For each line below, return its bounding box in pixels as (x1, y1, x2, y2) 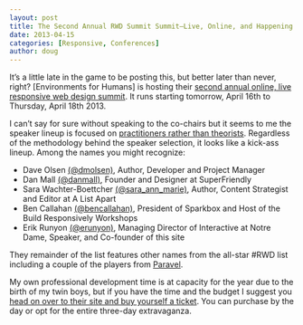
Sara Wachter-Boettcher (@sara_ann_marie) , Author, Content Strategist (22, 184, 289, 195)
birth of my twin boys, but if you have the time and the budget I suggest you (9, 286, 292, 297)
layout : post (9, 13, 59, 23)
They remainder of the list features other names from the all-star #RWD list (9, 250, 289, 261)
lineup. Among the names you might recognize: (9, 147, 185, 158)
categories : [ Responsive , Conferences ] (9, 38, 160, 48)
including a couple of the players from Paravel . (9, 259, 184, 270)
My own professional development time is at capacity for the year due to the (9, 277, 294, 288)
